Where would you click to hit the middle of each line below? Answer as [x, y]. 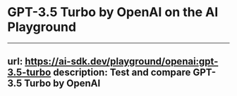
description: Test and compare [122, 73]
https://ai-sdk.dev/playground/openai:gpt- [121, 61]
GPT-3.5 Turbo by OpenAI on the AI [113, 12]
